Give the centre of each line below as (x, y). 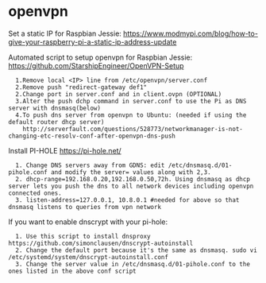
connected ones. (35, 193)
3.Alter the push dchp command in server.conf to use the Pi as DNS (131, 101)
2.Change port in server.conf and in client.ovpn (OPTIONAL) (119, 94)
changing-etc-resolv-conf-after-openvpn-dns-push (92, 136)
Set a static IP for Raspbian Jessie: (65, 33)
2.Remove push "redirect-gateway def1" (81, 87)
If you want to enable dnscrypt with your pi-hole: (88, 222)
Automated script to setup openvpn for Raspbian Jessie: (100, 57)
